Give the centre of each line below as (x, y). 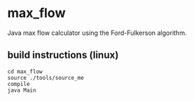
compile (19, 84)
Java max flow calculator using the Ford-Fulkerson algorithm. (97, 33)
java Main (22, 90)
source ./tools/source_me (45, 78)
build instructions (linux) (63, 55)
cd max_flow (25, 71)
